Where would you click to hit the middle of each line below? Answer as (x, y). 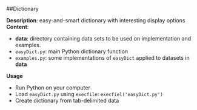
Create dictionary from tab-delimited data (67, 100)
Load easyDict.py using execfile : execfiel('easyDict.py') (89, 94)
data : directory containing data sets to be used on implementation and (103, 38)
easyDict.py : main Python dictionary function (72, 51)
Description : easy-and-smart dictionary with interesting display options (96, 20)
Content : (18, 27)
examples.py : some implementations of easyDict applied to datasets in (102, 58)
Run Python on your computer (53, 88)
